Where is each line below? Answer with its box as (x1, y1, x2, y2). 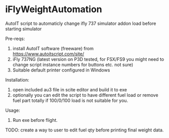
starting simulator (5, 25, 42, 31)
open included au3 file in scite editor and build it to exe (12, 86, 128, 92)
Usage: (5, 107, 20, 113)
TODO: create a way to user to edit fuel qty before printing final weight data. (5, 127, 164, 133)
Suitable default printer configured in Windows (12, 67, 110, 73)
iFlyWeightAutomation (5, 4, 102, 15)
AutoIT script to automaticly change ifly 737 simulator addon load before (5, 20, 156, 26)
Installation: (5, 77, 29, 83)
